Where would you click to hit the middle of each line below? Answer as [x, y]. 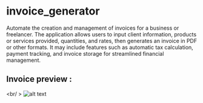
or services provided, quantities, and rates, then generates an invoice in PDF [102, 41]
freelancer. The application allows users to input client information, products [101, 34]
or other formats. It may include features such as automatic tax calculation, [100, 47]
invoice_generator [53, 11]
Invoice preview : [39, 79]
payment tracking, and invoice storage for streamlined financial [85, 53]
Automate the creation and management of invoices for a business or [93, 28]
